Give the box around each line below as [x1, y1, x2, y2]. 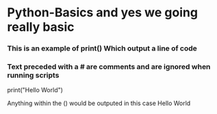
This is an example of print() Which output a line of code [7, 44, 197, 53]
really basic [7, 19, 75, 35]
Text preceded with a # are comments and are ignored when [7, 62, 211, 72]
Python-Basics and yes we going [7, 5, 199, 20]
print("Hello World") [7, 86, 64, 94]
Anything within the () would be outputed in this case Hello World [7, 99, 191, 107]
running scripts [7, 70, 60, 80]
